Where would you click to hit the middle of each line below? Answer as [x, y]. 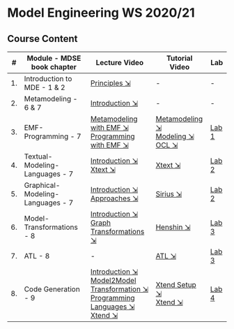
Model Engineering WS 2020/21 [101, 13]
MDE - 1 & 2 [45, 87]
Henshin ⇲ [173, 227]
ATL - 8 [37, 256]
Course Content [42, 39]
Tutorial [179, 58]
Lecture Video [120, 63]
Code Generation [52, 289]
